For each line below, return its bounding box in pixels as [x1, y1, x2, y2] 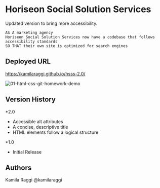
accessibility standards [5, 39, 58, 44]
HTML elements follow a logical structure [12, 129, 99, 135]
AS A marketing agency [5, 30, 53, 35]
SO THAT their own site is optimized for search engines [5, 43, 128, 49]
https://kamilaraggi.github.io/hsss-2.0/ [5, 70, 86, 77]
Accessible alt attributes [12, 118, 63, 125]
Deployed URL [5, 57, 51, 66]
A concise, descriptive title [12, 124, 68, 130]
